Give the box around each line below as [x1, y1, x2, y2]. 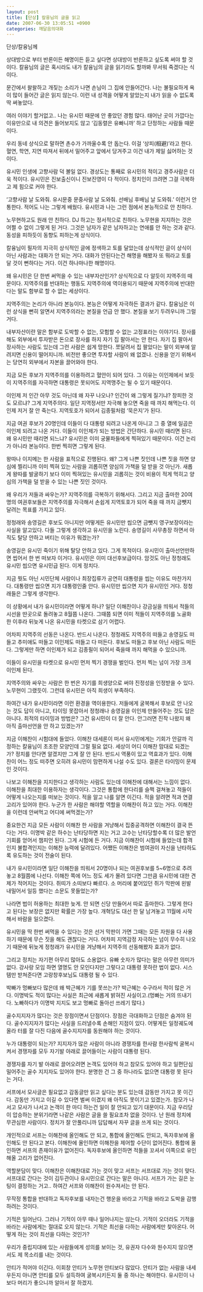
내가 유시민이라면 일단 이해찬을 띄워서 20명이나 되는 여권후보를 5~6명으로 [6, 865, 181, 872]
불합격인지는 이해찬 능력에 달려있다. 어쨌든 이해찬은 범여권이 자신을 [17, 844, 176, 851]
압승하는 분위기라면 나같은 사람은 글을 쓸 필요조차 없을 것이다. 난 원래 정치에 [12, 1111, 192, 1118]
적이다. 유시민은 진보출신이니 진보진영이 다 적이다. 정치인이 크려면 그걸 [12, 175, 179, 183]
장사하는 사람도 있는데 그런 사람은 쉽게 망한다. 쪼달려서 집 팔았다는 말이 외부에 [6, 343, 190, 351]
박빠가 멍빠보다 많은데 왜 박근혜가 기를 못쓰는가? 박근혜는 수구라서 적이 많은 [6, 984, 185, 991]
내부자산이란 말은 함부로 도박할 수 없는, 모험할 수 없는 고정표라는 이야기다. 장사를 [6, 328, 196, 336]
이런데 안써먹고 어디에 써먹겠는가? [12, 808, 93, 816]
